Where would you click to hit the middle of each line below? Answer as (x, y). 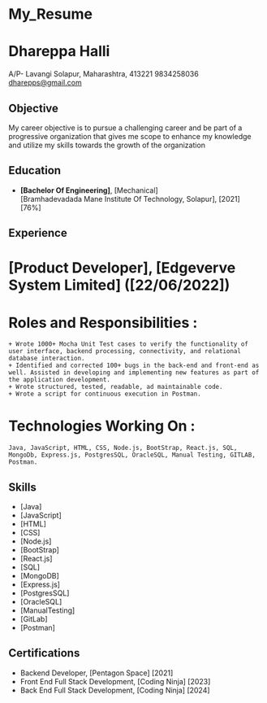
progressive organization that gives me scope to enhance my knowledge (130, 136)
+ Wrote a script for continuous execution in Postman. (105, 394)
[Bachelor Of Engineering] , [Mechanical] (89, 190)
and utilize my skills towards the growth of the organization (107, 145)
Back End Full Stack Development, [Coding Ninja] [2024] (115, 690)
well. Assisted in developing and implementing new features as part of (134, 373)
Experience (38, 233)
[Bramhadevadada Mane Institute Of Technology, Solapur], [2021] (130, 199)
